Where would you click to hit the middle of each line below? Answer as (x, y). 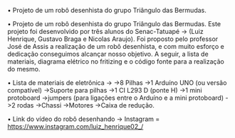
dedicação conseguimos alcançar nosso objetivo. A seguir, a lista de (108, 54)
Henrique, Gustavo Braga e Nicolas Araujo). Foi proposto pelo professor (113, 39)
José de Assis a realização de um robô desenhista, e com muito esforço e (116, 46)
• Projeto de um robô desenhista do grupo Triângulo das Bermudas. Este (114, 24)
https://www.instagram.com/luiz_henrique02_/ (75, 126)
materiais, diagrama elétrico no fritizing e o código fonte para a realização (116, 62)
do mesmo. (24, 69)
